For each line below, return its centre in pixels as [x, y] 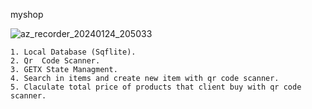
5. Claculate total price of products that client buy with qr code [156, 87]
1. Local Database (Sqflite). [73, 52]
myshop [27, 14]
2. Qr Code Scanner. [55, 61]
